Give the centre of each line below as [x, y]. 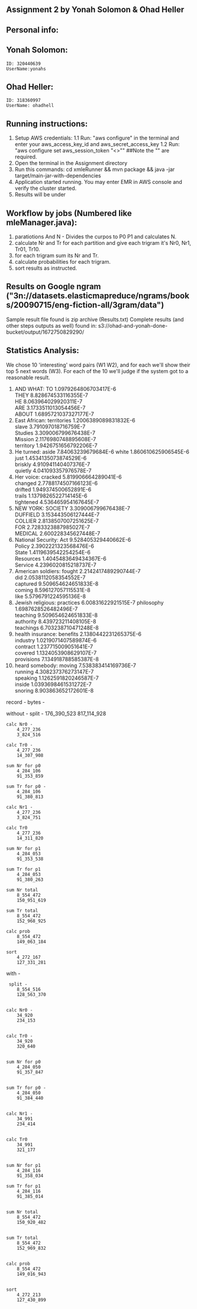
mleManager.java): [42, 222]
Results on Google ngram [54, 287]
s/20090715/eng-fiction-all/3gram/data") [85, 305]
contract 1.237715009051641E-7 [54, 647]
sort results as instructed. [46, 268]
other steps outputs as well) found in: [51, 325]
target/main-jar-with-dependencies [58, 176]
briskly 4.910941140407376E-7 [52, 464]
